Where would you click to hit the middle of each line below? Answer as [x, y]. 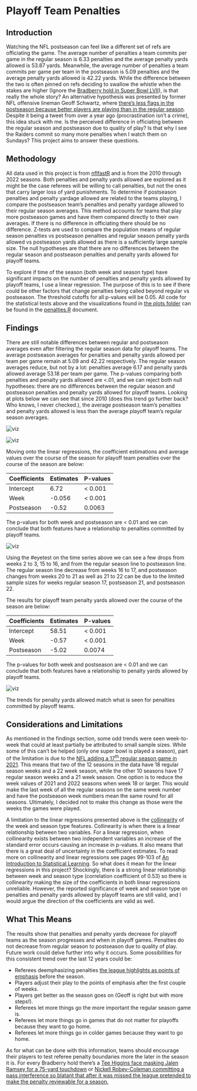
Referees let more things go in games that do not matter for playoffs [96, 1020]
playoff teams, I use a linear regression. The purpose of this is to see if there [98, 284]
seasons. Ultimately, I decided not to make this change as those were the [94, 802]
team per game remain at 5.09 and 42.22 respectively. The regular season [96, 361]
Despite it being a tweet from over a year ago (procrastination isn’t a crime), [98, 115]
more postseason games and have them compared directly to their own [92, 217]
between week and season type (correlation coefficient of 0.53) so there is [96, 876]
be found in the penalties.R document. [52, 310]
